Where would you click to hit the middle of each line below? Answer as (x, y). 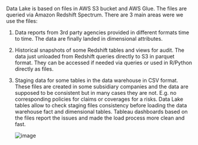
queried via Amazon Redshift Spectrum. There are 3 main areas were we (95, 15)
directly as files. (34, 69)
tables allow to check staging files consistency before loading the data (101, 105)
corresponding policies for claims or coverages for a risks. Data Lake (99, 99)
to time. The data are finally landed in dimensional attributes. (89, 39)
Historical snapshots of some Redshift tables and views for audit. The (100, 50)
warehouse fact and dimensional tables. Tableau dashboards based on (101, 112)
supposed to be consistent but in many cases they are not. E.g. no (95, 93)
